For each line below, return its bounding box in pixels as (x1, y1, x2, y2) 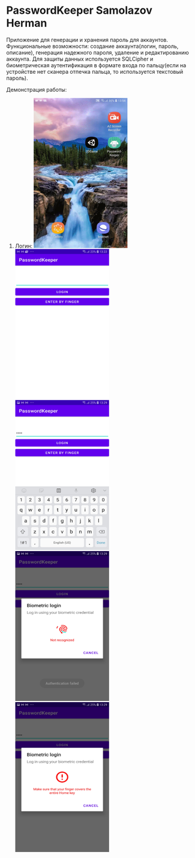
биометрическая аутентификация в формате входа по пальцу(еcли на (6, 61, 187, 69)
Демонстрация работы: (6, 86, 67, 93)
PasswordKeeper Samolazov (6, 4, 153, 17)
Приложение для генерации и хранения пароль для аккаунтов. (6, 36, 169, 43)
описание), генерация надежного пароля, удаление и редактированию (6, 49, 189, 56)
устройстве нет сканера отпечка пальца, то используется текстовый (6, 68, 184, 75)
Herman (6, 16, 47, 30)
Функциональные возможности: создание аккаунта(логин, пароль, (6, 43, 179, 50)
